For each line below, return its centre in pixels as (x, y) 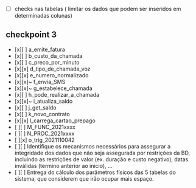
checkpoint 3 (31, 35)
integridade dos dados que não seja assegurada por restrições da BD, (102, 153)
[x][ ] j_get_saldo (35, 107)
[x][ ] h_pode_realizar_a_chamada (57, 94)
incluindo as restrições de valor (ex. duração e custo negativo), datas (101, 159)
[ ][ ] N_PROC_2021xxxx (44, 133)
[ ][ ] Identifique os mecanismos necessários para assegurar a (93, 146)
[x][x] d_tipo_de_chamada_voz (52, 69)
